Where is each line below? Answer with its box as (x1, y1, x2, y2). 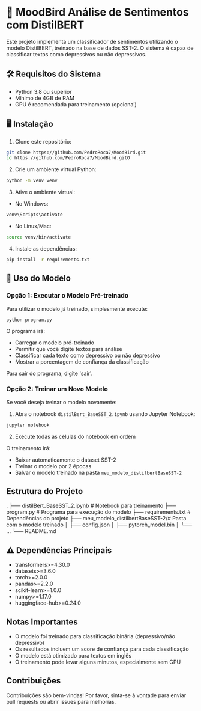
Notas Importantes (6, 617, 78, 627)
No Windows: (14, 200, 49, 207)
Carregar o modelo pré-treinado (14, 339, 95, 346)
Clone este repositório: (14, 138, 72, 145)
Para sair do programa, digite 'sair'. (6, 370, 93, 377)
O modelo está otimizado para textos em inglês (14, 651, 132, 659)
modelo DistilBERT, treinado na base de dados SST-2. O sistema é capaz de (6, 44, 194, 52)
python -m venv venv (6, 177, 58, 184)
